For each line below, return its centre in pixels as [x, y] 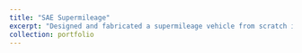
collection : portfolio [52, 34]
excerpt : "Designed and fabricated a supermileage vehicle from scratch [148, 26]
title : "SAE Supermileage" [60, 18]
